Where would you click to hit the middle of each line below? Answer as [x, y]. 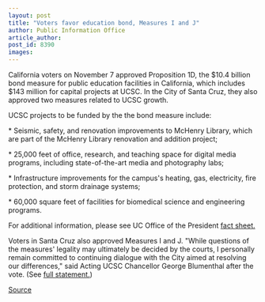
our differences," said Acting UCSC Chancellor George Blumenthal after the [131, 266]
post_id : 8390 [32, 45]
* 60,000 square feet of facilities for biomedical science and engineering [127, 202]
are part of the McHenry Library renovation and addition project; [113, 139]
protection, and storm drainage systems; [74, 186]
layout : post [30, 15]
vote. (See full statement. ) [51, 274]
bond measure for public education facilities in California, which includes [127, 83]
